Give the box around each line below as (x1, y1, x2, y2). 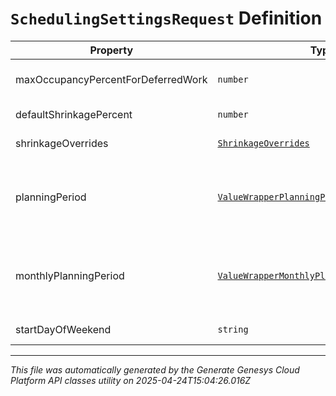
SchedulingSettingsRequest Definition (10, 7, 323, 30)
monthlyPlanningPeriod (15, 268, 125, 282)
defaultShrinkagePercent (15, 107, 133, 121)
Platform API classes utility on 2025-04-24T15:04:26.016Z (10, 374, 252, 386)
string (217, 323, 249, 335)
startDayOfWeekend (15, 322, 112, 336)
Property (89, 43, 134, 57)
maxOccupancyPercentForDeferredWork (15, 72, 208, 86)
